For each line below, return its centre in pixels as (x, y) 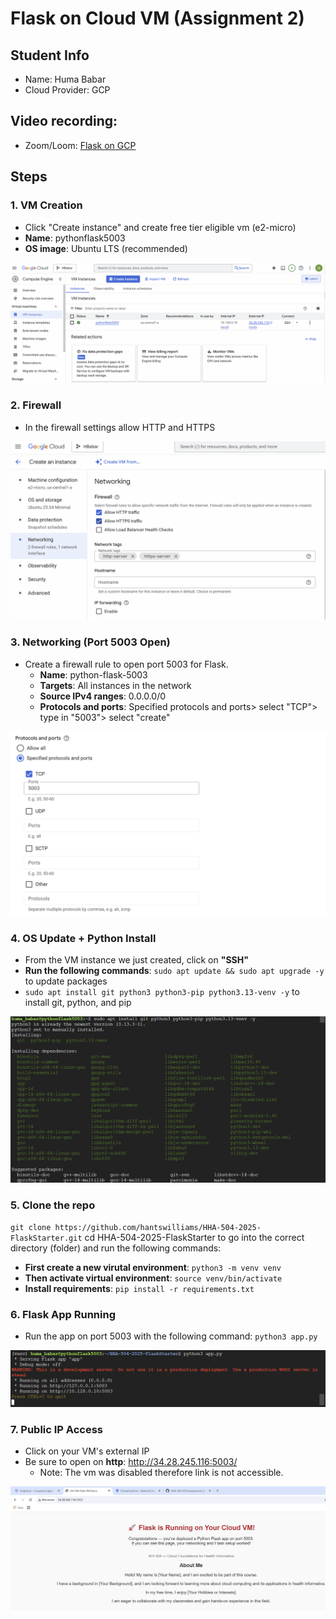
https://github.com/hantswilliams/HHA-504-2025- (158, 1228)
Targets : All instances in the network (115, 685)
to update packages (66, 981)
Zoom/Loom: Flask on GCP (80, 145)
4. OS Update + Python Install (83, 938)
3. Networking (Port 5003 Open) (90, 642)
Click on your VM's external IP (87, 1451)
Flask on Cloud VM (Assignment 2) (157, 18)
